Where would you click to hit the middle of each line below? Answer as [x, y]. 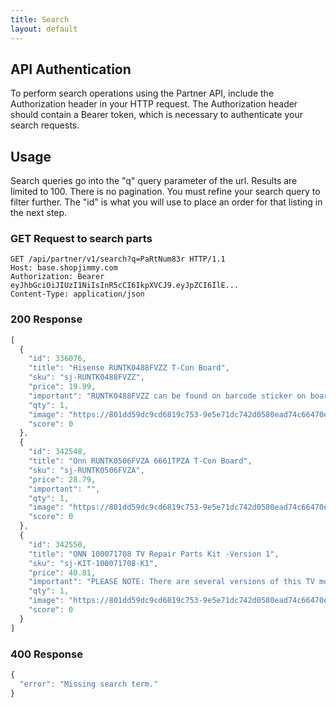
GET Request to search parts [81, 239]
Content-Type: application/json [77, 294]
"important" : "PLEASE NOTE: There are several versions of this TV [171, 582]
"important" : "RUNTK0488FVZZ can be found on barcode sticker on [167, 396]
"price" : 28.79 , [62, 479]
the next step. [39, 213]
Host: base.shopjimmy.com [64, 268]
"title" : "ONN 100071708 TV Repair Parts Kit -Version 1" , [154, 554]
